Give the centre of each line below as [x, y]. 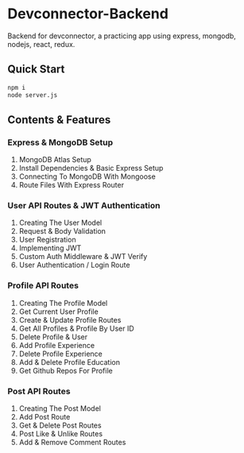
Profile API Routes [43, 285]
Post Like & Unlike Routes [61, 434]
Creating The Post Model [60, 408]
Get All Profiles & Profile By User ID [76, 328]
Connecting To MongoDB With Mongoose [87, 176]
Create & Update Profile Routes [70, 319]
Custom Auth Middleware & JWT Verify [83, 257]
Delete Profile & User [53, 337]
